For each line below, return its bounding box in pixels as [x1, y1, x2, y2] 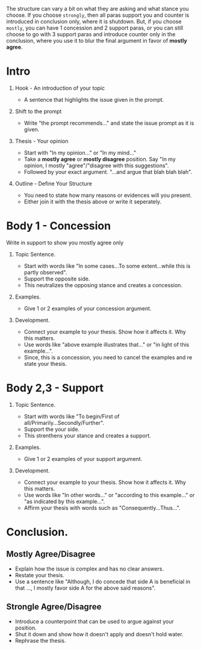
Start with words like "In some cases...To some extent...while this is [23, 262, 191, 270]
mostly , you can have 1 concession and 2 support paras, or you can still [6, 24, 184, 31]
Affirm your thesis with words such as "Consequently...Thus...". [23, 504, 181, 511]
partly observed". [23, 268, 67, 276]
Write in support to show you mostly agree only [6, 239, 124, 246]
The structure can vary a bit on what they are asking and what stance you [6, 5, 190, 12]
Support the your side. [23, 426, 80, 433]
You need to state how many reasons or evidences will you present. [23, 191, 192, 199]
